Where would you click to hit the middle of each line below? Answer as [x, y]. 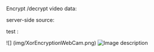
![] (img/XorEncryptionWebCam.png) [51, 43]
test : [13, 31]
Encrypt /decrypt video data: [41, 9]
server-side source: [30, 20]
